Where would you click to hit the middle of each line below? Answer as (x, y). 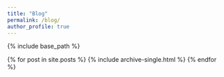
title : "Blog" (28, 14)
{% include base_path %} (44, 46)
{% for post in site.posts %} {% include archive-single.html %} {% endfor (112, 60)
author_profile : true (38, 26)
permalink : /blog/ (34, 20)
